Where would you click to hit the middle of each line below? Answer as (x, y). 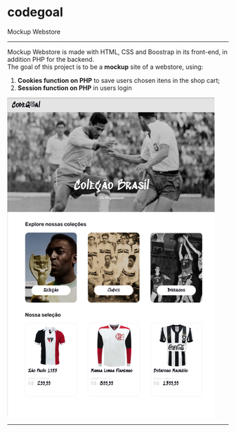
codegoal (35, 12)
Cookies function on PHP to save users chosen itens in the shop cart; (119, 80)
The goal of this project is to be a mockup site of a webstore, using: (105, 67)
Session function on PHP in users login (74, 88)
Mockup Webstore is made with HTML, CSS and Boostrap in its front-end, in (118, 52)
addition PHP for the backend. (51, 59)
